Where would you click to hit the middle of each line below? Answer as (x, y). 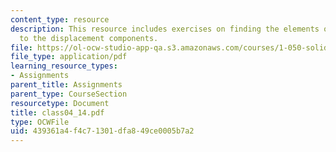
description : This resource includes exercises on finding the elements (165, 29)
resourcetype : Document (60, 103)
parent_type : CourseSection (69, 94)
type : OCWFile (40, 122)
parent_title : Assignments (66, 85)
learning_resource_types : (64, 66)
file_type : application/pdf (69, 57)
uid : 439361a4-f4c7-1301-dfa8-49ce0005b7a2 (102, 131)
